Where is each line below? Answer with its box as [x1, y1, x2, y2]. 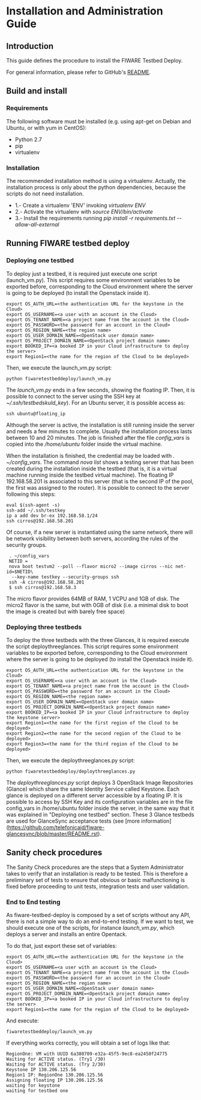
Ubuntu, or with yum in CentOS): [6, 124, 87, 131]
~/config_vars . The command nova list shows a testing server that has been [6, 459, 194, 466]
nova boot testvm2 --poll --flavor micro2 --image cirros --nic [8, 563, 173, 569]
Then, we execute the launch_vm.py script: [6, 364, 112, 371]
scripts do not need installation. [6, 190, 84, 197]
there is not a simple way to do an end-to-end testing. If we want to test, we [6, 918, 194, 925]
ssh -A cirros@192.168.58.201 [8, 579, 85, 585]
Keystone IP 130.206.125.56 [6, 1067, 77, 1073]
